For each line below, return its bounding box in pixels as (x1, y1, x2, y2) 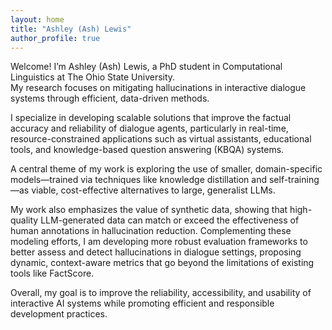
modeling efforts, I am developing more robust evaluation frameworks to (10, 236, 308, 248)
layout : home (10, 14, 65, 25)
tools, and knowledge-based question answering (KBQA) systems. (10, 144, 285, 156)
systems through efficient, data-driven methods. (10, 92, 210, 105)
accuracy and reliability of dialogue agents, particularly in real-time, (10, 122, 289, 135)
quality (10, 214, 39, 226)
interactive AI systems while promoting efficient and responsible (10, 297, 275, 310)
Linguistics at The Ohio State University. (10, 71, 176, 83)
